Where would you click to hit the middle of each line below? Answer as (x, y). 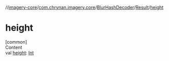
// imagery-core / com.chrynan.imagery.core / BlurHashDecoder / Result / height (84, 7)
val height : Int (20, 52)
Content (14, 47)
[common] (16, 42)
